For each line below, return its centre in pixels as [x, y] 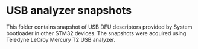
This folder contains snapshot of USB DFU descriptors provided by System [99, 27]
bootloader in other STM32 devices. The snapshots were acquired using [96, 33]
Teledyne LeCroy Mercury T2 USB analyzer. [61, 39]
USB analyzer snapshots [69, 10]
